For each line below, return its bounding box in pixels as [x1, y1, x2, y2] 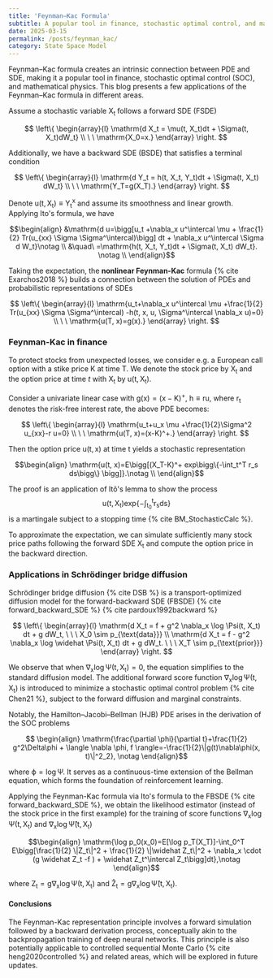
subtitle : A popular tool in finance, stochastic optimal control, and [8, 19, 256, 28]
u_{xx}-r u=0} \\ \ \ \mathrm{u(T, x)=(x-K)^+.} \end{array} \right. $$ [24, 428, 249, 438]
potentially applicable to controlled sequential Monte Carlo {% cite [8, 943, 230, 953]
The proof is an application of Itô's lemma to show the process [8, 484, 218, 494]
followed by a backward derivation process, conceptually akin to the [8, 925, 237, 935]
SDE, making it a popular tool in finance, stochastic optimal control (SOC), [8, 73, 255, 83]
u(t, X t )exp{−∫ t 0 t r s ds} [102, 496, 171, 511]
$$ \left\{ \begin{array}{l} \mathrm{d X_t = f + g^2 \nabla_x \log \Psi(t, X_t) [11, 621, 262, 630]
